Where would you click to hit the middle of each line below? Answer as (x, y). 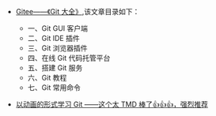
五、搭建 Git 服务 (55, 68)
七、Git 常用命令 (54, 88)
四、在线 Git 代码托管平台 (69, 58)
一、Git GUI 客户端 (58, 28)
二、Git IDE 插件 (54, 38)
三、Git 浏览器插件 (57, 48)
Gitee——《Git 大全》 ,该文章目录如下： (78, 11)
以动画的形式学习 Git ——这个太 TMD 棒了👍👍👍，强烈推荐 (112, 104)
